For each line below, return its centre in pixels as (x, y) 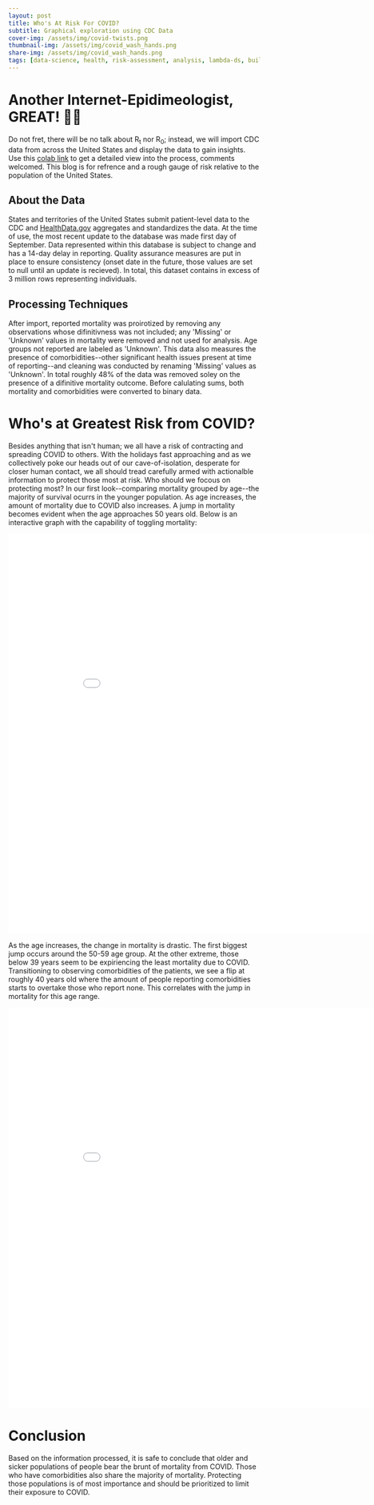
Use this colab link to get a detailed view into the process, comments (121, 158)
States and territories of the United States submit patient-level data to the (129, 219)
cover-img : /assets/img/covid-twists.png (78, 38)
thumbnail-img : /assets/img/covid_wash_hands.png (93, 46)
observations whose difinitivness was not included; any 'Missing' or (120, 332)
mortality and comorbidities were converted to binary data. (105, 391)
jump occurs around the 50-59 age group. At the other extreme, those (124, 954)
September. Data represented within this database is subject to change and (132, 245)
